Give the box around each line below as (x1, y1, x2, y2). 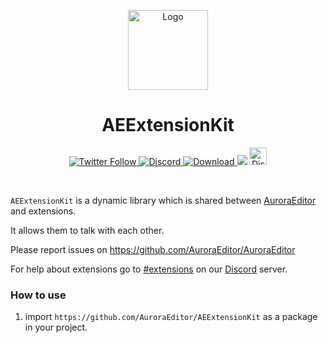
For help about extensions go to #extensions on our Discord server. (10, 263, 288, 275)
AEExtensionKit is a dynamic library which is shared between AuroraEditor (10, 194, 317, 206)
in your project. (24, 321, 88, 334)
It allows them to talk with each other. (10, 224, 165, 236)
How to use (10, 288, 67, 302)
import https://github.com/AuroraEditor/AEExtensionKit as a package (24, 311, 318, 323)
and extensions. (10, 205, 77, 217)
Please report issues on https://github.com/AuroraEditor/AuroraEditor (10, 243, 296, 255)
